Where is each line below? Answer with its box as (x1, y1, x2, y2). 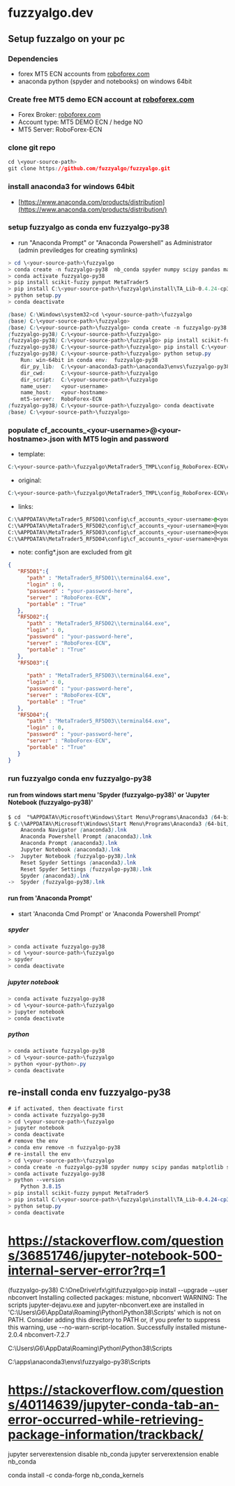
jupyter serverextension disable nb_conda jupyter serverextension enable (8, 1450, 219, 1458)
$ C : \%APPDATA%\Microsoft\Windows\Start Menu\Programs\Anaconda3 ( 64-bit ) (8, 820, 230, 827)
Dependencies (8, 54, 59, 64)
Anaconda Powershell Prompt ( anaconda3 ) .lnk (20, 833, 152, 841)
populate (8, 425, 39, 435)
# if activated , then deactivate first (8, 1105, 124, 1112)
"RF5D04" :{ (17, 711, 50, 718)
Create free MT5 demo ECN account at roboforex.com (8, 94, 195, 104)
